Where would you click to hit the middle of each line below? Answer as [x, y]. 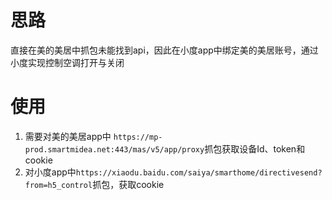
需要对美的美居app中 [68, 136]
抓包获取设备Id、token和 [255, 148]
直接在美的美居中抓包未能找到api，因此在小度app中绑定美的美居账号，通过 [164, 50]
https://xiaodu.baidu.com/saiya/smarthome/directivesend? [199, 172]
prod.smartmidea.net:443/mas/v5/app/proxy [114, 149]
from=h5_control [58, 185]
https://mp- [138, 137]
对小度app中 [50, 172]
